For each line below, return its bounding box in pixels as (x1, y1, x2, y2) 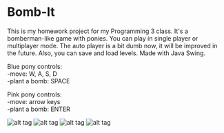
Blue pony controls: (7, 62, 63, 70)
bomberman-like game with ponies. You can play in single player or (7, 34, 198, 42)
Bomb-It (7, 4, 55, 20)
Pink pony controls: (7, 90, 62, 99)
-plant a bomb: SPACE (7, 76, 70, 85)
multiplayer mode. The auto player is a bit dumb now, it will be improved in (7, 41, 218, 50)
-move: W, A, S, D (7, 70, 57, 78)
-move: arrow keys (7, 97, 61, 105)
